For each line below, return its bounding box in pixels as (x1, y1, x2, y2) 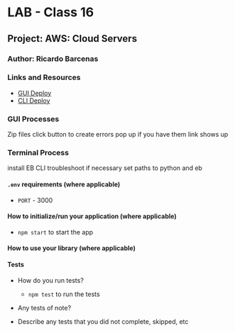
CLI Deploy (17, 96, 50, 105)
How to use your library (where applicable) (7, 244, 136, 252)
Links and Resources (7, 72, 81, 82)
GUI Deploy (17, 89, 52, 97)
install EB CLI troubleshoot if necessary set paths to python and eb (7, 164, 202, 172)
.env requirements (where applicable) (7, 180, 121, 188)
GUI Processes (7, 114, 60, 124)
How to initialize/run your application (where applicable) (7, 212, 177, 220)
